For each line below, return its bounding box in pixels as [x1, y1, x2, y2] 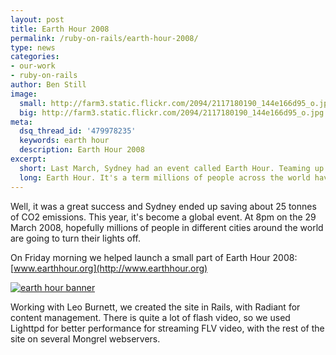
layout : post [10, 14, 65, 25]
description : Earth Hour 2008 [19, 145, 145, 155]
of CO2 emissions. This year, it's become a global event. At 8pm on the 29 [10, 211, 317, 223]
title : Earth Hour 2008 [10, 24, 110, 34]
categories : [10, 52, 60, 62]
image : [10, 89, 38, 99]
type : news [10, 42, 56, 53]
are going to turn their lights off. [10, 232, 141, 244]
